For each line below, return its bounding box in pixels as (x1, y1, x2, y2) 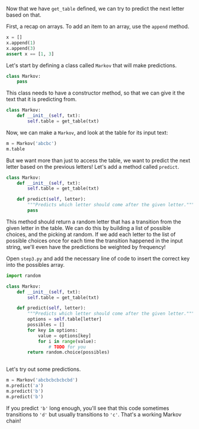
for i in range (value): (37, 338, 97, 344)
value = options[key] (37, 333, 92, 339)
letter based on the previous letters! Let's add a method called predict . (6, 163, 179, 170)
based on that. (6, 11, 41, 18)
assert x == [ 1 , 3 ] (6, 51, 54, 57)
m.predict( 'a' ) (6, 383, 44, 389)
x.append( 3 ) (6, 45, 36, 51)
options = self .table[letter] (27, 316, 102, 323)
